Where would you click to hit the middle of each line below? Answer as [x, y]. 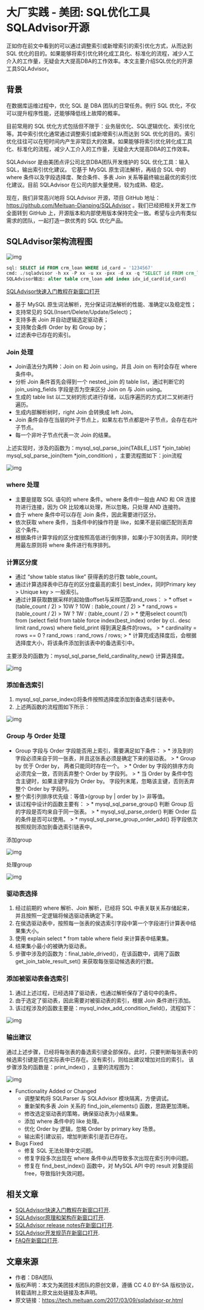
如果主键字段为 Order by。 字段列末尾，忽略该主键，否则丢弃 [118, 781]
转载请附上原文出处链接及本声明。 [58, 1293]
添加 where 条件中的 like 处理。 [63, 1121]
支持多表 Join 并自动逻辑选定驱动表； [62, 320]
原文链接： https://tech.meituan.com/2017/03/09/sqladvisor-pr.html [99, 1300]
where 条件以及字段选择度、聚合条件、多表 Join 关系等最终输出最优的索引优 [101, 177]
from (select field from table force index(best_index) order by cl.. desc [103, 621]
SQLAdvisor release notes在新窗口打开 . [64, 1225]
